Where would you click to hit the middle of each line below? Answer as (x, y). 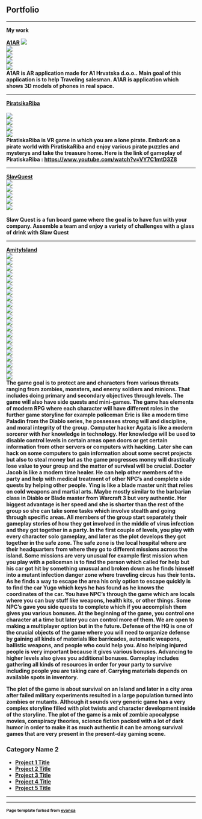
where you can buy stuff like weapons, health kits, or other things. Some (99, 600)
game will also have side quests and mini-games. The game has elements (100, 402)
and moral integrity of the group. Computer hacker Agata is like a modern (99, 427)
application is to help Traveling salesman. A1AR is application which (93, 79)
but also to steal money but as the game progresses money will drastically (101, 459)
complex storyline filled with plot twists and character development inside (101, 708)
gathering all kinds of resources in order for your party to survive (89, 664)
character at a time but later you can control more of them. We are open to (100, 620)
